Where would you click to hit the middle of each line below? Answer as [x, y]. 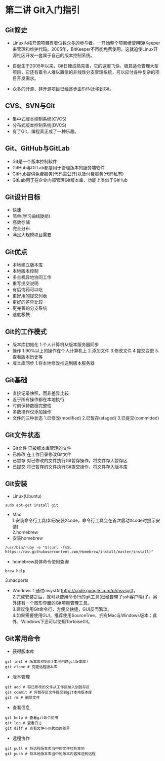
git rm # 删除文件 [22, 698]
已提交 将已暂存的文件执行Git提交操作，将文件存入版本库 [70, 467]
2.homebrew [25, 532]
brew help [15, 571]
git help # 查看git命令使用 [32, 718]
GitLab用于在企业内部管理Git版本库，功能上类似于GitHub [70, 180]
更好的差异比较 [27, 302]
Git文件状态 [23, 435]
